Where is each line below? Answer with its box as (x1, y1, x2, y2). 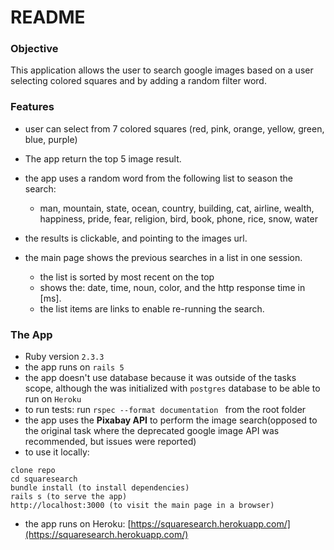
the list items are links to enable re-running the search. (39, 302, 265, 315)
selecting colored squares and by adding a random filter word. (10, 75, 267, 87)
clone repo (10, 466, 56, 476)
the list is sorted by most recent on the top (39, 271, 215, 283)
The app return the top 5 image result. (24, 152, 182, 165)
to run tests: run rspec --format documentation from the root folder (24, 404, 307, 416)
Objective (10, 42, 59, 56)
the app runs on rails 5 (24, 361, 125, 373)
